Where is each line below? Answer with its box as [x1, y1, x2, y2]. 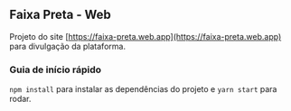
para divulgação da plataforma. [9, 41, 127, 51]
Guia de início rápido [9, 63, 102, 76]
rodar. [9, 94, 32, 105]
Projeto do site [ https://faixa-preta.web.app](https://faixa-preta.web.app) [9, 31, 282, 42]
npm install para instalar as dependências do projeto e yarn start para [9, 84, 277, 95]
